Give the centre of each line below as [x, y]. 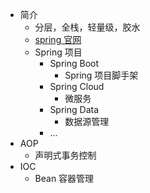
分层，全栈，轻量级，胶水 [87, 27]
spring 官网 [58, 39]
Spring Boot [74, 63]
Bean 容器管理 [64, 178]
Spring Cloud [77, 86]
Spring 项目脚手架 [101, 75]
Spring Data [74, 109]
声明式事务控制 [65, 155]
